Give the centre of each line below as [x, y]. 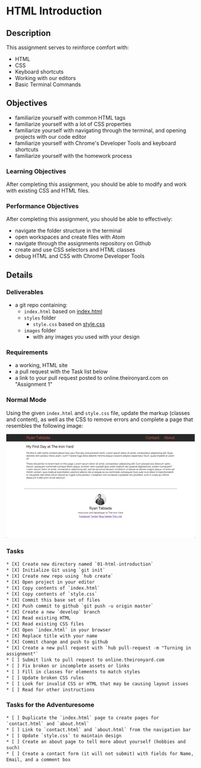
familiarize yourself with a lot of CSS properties [73, 124]
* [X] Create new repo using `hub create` [60, 576]
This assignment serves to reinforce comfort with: [68, 47]
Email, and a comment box [38, 760]
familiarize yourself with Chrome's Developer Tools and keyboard [95, 143]
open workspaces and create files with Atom [70, 237]
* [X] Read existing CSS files [45, 624]
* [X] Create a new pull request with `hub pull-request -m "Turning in [99, 648]
